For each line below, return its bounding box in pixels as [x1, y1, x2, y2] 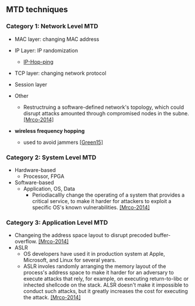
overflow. [14, 238, 37, 245]
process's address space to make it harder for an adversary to [23, 269, 174, 276]
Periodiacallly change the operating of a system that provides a [32, 191, 185, 198]
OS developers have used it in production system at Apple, [23, 250, 165, 257]
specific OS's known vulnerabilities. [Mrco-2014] [32, 204, 150, 211]
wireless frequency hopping [14, 127, 85, 134]
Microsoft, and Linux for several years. [23, 257, 117, 264]
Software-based [14, 178, 54, 186]
